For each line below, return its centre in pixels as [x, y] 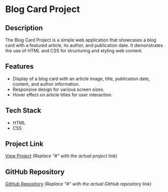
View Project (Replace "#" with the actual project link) [61, 156]
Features [19, 67]
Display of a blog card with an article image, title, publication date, [81, 79]
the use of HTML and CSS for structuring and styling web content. [74, 51]
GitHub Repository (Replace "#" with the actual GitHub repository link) [78, 184]
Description [24, 28]
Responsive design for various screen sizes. [58, 89]
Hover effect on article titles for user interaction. [62, 95]
